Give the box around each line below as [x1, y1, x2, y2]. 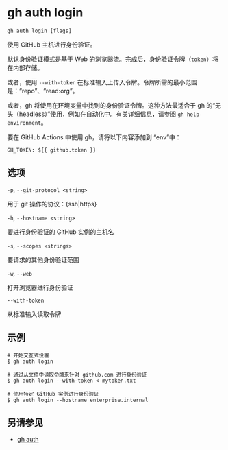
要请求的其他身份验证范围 [7, 255, 79, 263]
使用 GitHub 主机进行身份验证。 [7, 40, 97, 49]
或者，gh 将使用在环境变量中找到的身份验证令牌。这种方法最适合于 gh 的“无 [7, 101, 221, 109]
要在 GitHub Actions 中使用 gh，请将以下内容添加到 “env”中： [7, 132, 181, 141]
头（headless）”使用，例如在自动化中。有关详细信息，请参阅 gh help [7, 110, 200, 118]
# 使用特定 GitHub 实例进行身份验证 [7, 390, 99, 397]
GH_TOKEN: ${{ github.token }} [7, 146, 97, 154]
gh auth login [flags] [7, 27, 72, 34]
